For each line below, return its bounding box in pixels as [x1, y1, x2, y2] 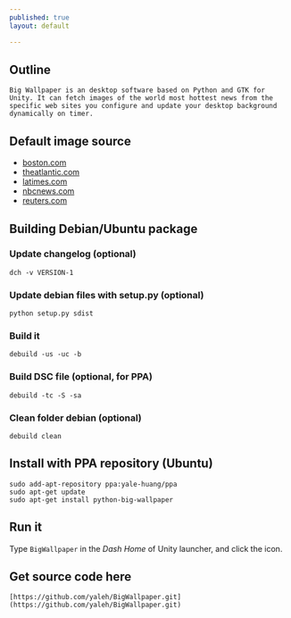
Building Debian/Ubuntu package [9, 221, 198, 237]
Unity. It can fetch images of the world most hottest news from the [9, 94, 274, 103]
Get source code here [9, 569, 132, 585]
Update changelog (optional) [9, 247, 137, 260]
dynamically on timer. [9, 109, 94, 119]
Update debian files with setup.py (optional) [9, 288, 204, 301]
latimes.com [21, 176, 68, 188]
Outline [9, 62, 51, 77]
